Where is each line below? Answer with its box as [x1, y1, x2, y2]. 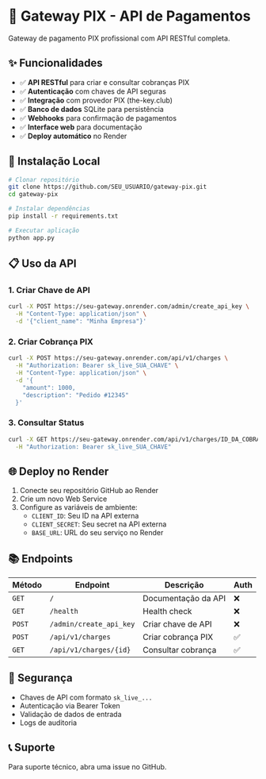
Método [12, 580, 42, 591]
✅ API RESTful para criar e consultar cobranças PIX [19, 77, 190, 87]
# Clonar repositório [8, 175, 80, 183]
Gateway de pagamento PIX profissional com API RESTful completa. [8, 33, 230, 43]
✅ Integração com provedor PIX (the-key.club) [19, 95, 173, 105]
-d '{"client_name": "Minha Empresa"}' [15, 318, 147, 326]
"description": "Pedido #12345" [22, 391, 129, 399]
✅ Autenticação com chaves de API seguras [19, 87, 166, 96]
